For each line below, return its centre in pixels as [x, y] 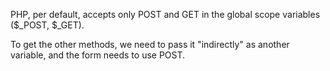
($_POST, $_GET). [47, 25]
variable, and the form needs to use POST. [98, 55]
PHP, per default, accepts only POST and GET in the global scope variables [165, 14]
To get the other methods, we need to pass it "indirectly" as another [150, 44]
